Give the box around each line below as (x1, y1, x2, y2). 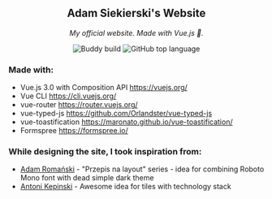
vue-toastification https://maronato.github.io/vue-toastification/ (19, 117, 233, 127)
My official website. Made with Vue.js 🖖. (68, 28, 205, 37)
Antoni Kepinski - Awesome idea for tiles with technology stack (19, 182, 231, 192)
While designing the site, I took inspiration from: (8, 146, 202, 158)
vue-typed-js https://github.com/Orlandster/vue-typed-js (19, 109, 213, 119)
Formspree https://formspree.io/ (19, 126, 128, 136)
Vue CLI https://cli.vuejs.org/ (19, 91, 117, 101)
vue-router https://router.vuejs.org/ (19, 100, 138, 110)
